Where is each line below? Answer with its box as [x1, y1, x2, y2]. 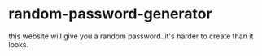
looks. [8, 39, 29, 49]
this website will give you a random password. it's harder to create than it [8, 31, 254, 41]
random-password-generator [8, 5, 213, 23]
